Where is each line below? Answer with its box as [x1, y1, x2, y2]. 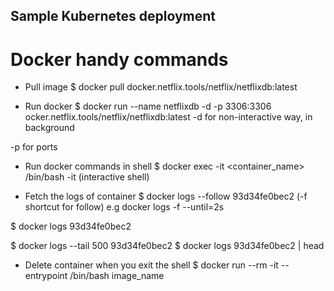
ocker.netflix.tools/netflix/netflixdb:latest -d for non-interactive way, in [24, 111, 313, 123]
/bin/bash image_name [69, 270, 165, 282]
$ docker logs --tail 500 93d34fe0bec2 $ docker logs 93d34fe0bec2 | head [10, 240, 325, 252]
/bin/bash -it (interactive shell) [24, 171, 150, 183]
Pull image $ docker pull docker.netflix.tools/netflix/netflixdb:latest [24, 81, 298, 93]
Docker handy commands [10, 48, 229, 71]
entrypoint [24, 270, 68, 282]
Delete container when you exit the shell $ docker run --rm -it [24, 259, 279, 271]
